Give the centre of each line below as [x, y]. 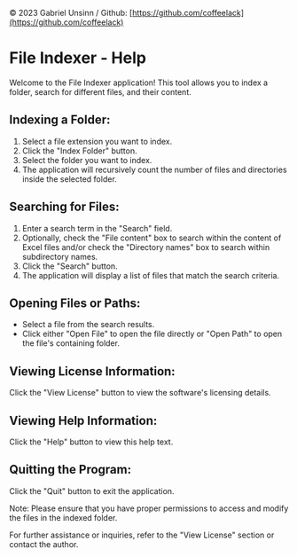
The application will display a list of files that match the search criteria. [151, 275]
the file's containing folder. [70, 343]
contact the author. [44, 544]
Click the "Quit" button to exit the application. [92, 490]
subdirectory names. [60, 256]
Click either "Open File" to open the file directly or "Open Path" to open [152, 334]
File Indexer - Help [78, 58]
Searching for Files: [64, 207]
